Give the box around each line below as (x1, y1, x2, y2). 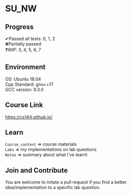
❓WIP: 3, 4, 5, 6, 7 (5, 47, 41, 52)
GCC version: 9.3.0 (5, 86, 44, 92)
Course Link (5, 101, 44, 109)
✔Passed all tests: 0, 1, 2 (5, 36, 55, 41)
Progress (5, 23, 34, 31)
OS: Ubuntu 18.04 (5, 76, 41, 82)
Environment (5, 63, 46, 72)
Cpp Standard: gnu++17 (5, 81, 53, 87)
